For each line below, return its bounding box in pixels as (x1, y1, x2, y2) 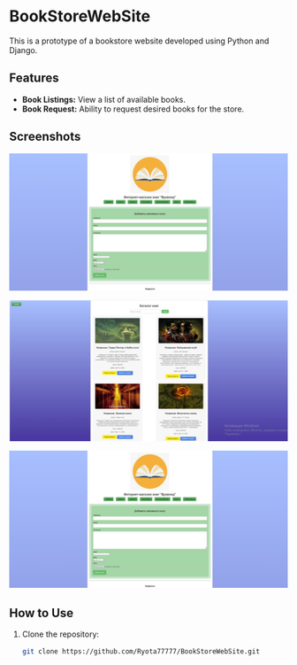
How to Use (9, 605, 74, 621)
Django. (9, 44, 38, 55)
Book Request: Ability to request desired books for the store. (21, 104, 245, 114)
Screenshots (9, 129, 81, 144)
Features (9, 71, 59, 86)
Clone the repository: (21, 629, 100, 639)
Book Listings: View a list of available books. (21, 94, 187, 104)
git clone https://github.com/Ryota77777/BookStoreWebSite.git (21, 646, 261, 656)
